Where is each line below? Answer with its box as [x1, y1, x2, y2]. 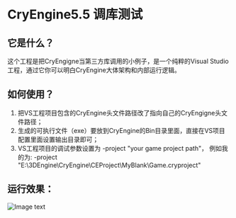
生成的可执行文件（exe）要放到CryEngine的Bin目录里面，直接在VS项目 [17, 126, 225, 134]
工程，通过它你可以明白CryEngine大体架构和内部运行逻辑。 [7, 66, 181, 74]
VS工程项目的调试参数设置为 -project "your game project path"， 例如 [17, 144, 222, 152]
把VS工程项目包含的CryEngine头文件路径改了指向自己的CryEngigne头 [17, 108, 222, 117]
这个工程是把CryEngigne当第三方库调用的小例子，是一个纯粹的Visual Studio [7, 57, 229, 65]
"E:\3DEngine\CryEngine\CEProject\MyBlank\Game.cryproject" [17, 161, 201, 169]
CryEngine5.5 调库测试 [7, 6, 143, 23]
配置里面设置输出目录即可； [17, 135, 99, 144]
